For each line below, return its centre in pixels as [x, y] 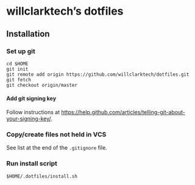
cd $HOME [17, 63]
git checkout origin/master [42, 85]
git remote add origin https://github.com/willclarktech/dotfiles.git [98, 74]
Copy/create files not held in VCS [56, 134]
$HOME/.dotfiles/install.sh [42, 176]
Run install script [32, 164]
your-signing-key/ [29, 119]
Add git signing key [31, 98]
